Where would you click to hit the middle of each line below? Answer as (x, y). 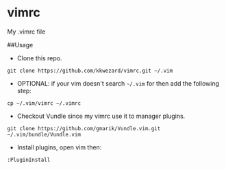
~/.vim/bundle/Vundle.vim (44, 134)
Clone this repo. (39, 58)
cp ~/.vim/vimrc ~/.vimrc (44, 103)
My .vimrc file (26, 32)
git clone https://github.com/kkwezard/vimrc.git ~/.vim (90, 71)
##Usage (20, 45)
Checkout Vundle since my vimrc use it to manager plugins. (101, 116)
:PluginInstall (29, 160)
